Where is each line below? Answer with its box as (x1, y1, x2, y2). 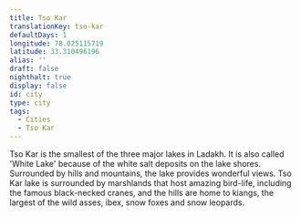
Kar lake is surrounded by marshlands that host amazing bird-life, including (9, 178, 292, 188)
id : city (9, 89, 43, 98)
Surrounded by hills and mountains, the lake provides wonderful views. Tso (9, 168, 292, 179)
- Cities (17, 115, 51, 124)
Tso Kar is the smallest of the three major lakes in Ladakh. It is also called (9, 149, 285, 160)
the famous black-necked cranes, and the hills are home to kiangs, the (9, 188, 275, 198)
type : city (9, 98, 51, 108)
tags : (9, 107, 30, 116)
